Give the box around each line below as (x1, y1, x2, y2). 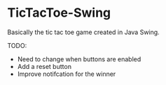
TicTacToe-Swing (7, 5, 111, 21)
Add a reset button (17, 62, 72, 70)
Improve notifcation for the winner (17, 70, 116, 78)
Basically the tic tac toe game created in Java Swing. (7, 28, 160, 36)
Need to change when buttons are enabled (17, 54, 141, 63)
